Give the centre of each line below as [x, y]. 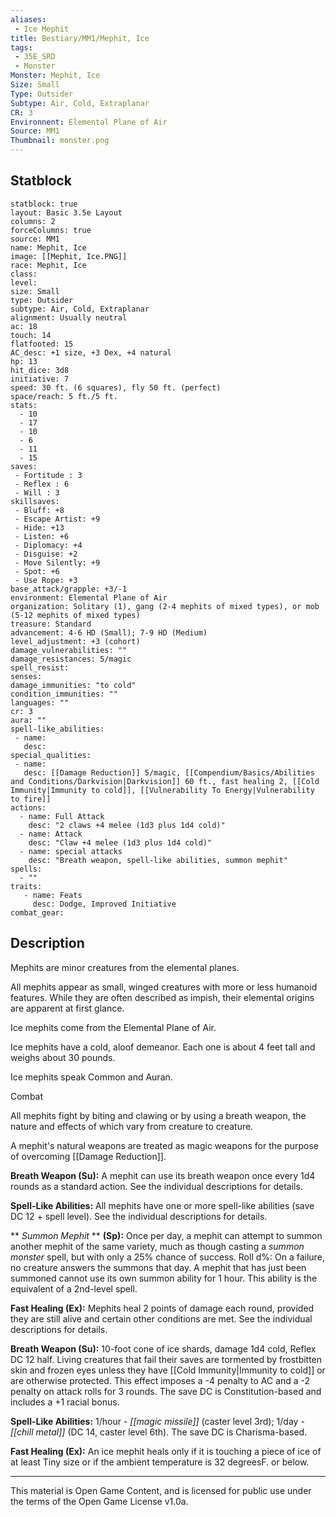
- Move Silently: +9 [57, 562]
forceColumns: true [51, 230]
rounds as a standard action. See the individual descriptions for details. [156, 1186]
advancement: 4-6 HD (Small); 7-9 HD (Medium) [109, 632]
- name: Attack [51, 834]
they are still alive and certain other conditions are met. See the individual [161, 1318]
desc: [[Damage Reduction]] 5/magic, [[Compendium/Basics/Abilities [169, 772]
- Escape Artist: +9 [57, 519]
